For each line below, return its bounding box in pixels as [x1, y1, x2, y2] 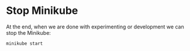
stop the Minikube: [6, 29, 51, 36]
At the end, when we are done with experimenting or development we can [6, 23, 184, 30]
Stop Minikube [6, 4, 78, 17]
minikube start [6, 41, 43, 46]
